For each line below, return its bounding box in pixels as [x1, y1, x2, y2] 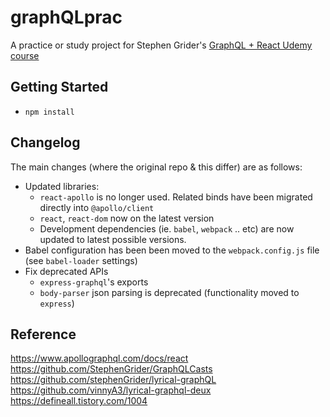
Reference [10, 326, 77, 343]
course [10, 49, 40, 61]
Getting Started [10, 79, 109, 96]
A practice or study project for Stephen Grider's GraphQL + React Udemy [10, 39, 313, 51]
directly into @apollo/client [39, 201, 155, 213]
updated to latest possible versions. [39, 233, 187, 245]
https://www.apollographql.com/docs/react [10, 352, 189, 365]
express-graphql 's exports [39, 276, 149, 288]
